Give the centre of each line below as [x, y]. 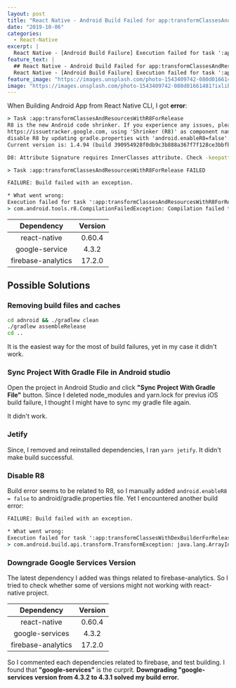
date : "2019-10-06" [36, 27]
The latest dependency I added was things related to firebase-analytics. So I [118, 578]
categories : [25, 33]
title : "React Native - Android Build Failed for [81, 20]
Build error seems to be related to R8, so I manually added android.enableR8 [117, 491]
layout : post [26, 14]
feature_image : [29, 79]
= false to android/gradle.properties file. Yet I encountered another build [113, 498]
